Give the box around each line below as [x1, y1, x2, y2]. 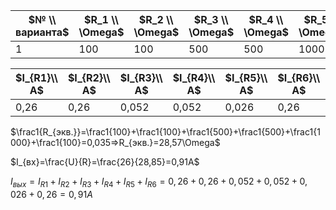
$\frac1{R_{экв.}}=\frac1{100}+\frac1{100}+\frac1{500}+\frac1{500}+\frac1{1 [10, 126, 321, 138]
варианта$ [15, 25, 70, 39]
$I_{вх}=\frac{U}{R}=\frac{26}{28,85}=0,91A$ [10, 156, 200, 168]
